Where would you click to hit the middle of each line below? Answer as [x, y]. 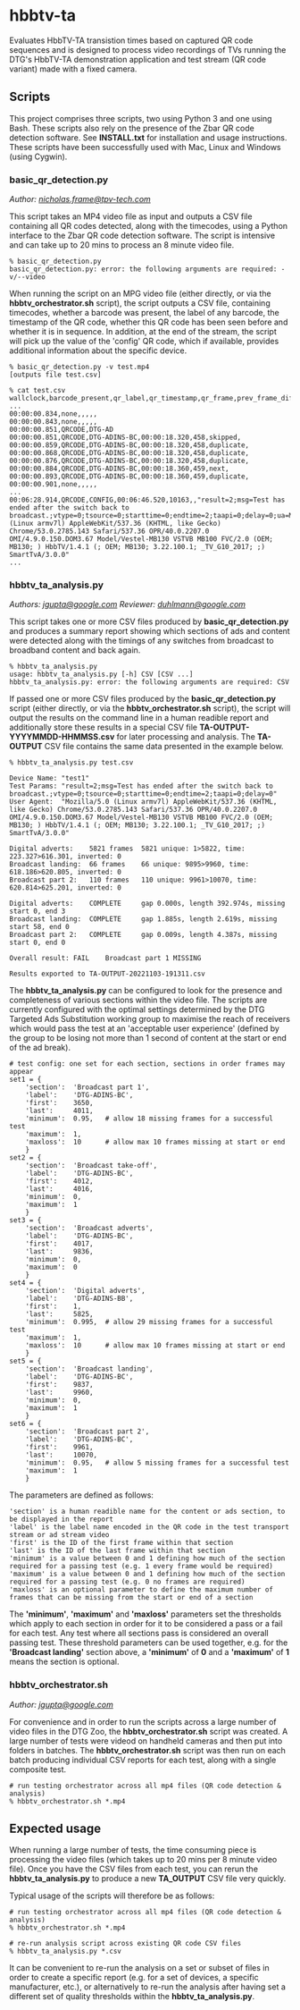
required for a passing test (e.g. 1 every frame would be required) [142, 1567]
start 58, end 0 [39, 927]
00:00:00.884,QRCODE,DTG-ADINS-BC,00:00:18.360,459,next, [119, 469]
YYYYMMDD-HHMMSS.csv [62, 737]
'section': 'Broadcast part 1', [87, 1087]
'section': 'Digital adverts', [85, 1291]
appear [21, 1072]
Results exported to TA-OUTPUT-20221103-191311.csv [107, 974]
